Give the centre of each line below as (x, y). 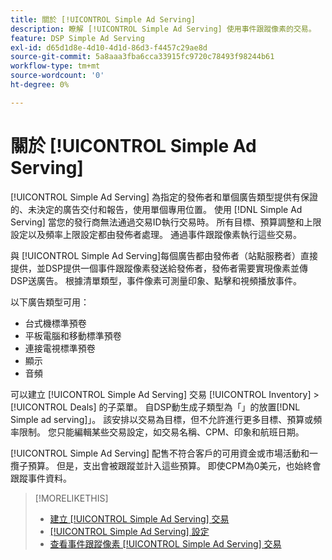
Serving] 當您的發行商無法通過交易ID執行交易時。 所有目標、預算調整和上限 (166, 222)
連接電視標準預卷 (60, 348)
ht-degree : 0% (40, 85)
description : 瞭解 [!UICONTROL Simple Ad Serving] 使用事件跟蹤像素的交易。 (163, 29)
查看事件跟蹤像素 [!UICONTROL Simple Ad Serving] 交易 (165, 543)
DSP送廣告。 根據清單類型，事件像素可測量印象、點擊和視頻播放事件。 (156, 280)
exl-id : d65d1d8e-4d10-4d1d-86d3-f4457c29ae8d (109, 47)
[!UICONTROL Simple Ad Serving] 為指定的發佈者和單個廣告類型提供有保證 (164, 197)
